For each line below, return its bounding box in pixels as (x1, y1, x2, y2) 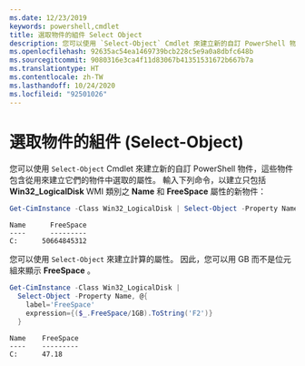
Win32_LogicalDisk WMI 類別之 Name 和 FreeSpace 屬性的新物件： (9, 186, 266, 197)
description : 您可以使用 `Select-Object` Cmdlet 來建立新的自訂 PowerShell (9, 38, 286, 48)
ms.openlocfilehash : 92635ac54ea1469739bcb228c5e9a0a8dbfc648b (9, 47, 254, 56)
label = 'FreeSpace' (25, 300, 95, 310)
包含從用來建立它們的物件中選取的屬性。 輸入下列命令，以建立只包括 (9, 175, 266, 186)
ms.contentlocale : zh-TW (9, 73, 103, 82)
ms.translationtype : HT (9, 65, 100, 74)
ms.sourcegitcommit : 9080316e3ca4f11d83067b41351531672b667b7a (9, 56, 254, 65)
